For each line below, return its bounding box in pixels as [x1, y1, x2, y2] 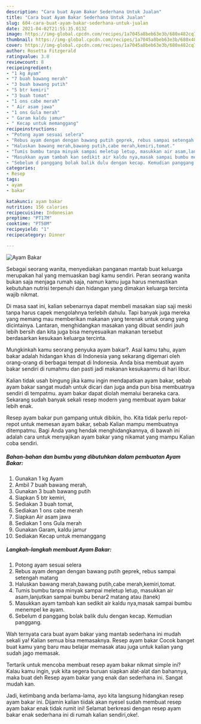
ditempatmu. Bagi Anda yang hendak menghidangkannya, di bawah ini [6, 427, 180, 434]
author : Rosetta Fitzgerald [6, 48, 77, 54]
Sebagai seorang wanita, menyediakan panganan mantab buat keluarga [6, 265, 183, 272]
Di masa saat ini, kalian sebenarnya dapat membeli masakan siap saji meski [6, 302, 193, 309]
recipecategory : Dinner [6, 232, 66, 238]
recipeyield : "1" [6, 227, 50, 233]
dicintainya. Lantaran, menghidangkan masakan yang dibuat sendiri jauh [6, 321, 185, 329]
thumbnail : [6, 37, 33, 43]
